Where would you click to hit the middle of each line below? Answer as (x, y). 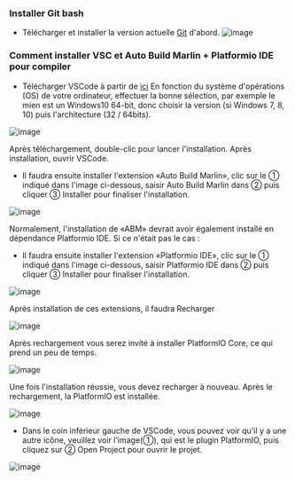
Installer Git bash (47, 13)
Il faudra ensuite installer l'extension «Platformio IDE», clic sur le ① (145, 255)
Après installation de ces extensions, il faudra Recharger (112, 308)
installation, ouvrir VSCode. (59, 158)
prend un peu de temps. (53, 352)
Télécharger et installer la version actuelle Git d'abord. (120, 33)
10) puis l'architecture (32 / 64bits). (86, 114)
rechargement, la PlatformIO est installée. (85, 396)
